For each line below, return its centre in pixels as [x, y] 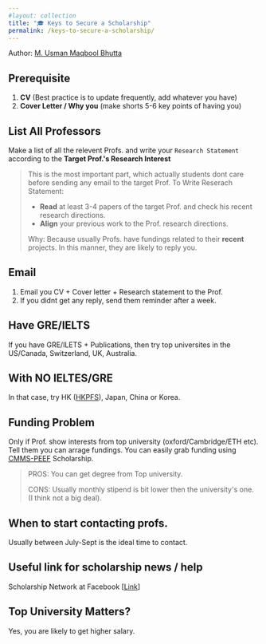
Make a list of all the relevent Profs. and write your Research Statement [123, 150]
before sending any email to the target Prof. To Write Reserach [130, 183]
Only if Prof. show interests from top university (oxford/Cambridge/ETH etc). [133, 442]
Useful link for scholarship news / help [106, 567]
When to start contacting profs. [88, 523]
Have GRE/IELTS [49, 325]
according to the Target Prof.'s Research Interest [90, 159]
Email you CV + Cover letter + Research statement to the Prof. [121, 291]
